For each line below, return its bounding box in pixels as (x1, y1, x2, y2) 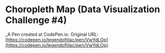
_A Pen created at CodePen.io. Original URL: (5, 31, 99, 37)
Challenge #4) (5, 14, 67, 26)
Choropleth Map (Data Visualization (5, 4, 160, 15)
